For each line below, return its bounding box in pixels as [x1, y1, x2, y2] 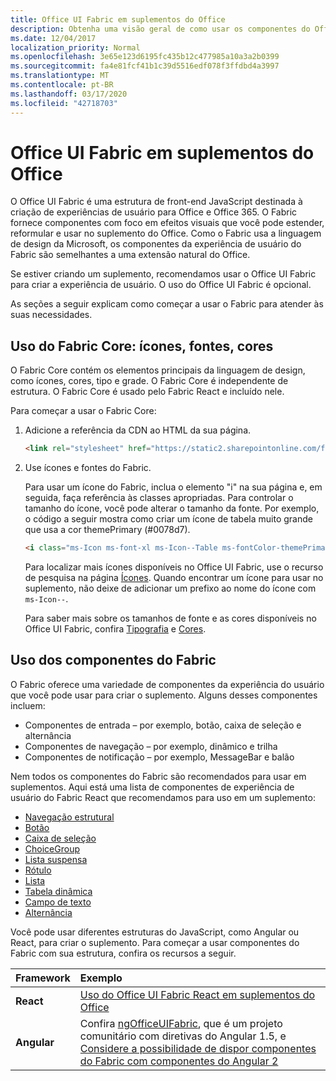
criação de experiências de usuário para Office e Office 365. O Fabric [10, 206, 298, 218]
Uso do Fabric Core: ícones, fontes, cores [10, 337, 274, 355]
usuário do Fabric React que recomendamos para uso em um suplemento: [10, 791, 316, 803]
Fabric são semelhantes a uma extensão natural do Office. [10, 249, 251, 261]
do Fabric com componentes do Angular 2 [79, 1054, 279, 1068]
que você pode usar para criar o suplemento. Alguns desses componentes [10, 689, 318, 701]
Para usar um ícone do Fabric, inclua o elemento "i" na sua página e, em [24, 481, 323, 493]
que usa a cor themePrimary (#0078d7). [24, 524, 191, 536]
